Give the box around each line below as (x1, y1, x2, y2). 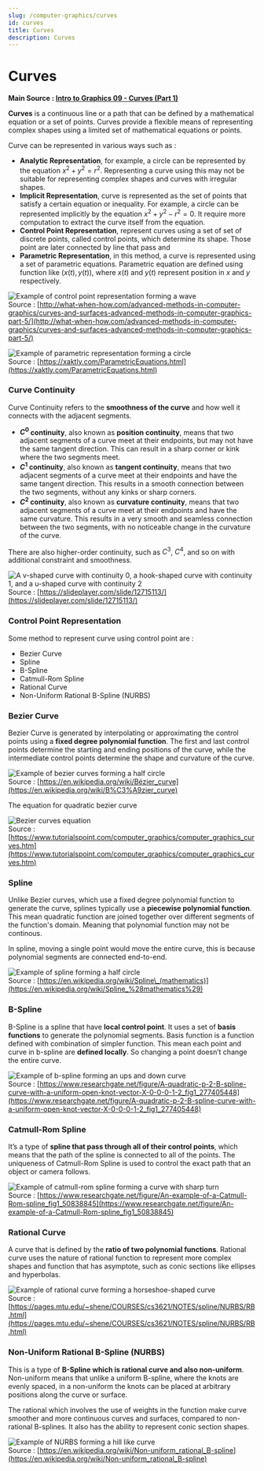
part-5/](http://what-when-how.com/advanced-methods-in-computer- (8, 316, 237, 325)
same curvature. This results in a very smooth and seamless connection (19, 514, 253, 523)
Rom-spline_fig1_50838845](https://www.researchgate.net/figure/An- (8, 1198, 234, 1208)
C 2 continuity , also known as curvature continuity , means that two (19, 496, 240, 507)
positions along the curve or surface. (8, 1390, 128, 1399)
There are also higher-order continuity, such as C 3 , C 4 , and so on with (8, 545, 236, 556)
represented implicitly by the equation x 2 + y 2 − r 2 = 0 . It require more (19, 207, 246, 218)
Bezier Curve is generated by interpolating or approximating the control (8, 728, 239, 737)
